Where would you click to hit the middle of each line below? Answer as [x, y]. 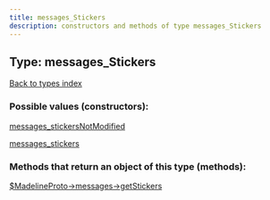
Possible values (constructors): [79, 106]
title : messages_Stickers [57, 17]
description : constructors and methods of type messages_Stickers [135, 26]
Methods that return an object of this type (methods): [128, 166]
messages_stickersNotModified [67, 126]
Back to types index [46, 83]
